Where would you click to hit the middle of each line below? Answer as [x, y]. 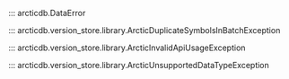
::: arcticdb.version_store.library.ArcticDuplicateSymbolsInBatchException [144, 30]
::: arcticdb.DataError [47, 13]
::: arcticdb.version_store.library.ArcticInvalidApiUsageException [127, 48]
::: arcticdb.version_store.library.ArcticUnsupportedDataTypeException [139, 65]
